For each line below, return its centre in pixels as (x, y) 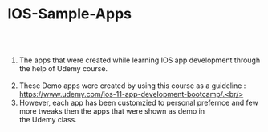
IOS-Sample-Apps (69, 14)
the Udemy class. (48, 119)
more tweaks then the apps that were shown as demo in (112, 111)
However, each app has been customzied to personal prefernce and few (138, 102)
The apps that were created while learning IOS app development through (140, 60)
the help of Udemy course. (63, 68)
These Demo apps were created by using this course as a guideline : (132, 86)
